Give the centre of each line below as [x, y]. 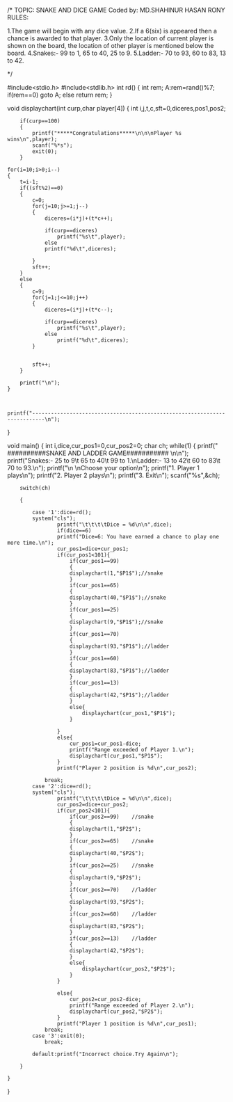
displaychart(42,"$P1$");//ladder [119, 695]
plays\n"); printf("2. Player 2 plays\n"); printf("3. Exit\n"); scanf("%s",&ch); [114, 475]
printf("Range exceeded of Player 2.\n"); [132, 1005]
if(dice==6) [74, 531]
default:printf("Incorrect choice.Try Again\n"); [105, 1054]
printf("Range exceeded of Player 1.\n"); [132, 750]
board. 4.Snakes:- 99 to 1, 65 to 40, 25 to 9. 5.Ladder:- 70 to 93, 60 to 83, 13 [116, 53]
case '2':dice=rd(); [62, 786]
